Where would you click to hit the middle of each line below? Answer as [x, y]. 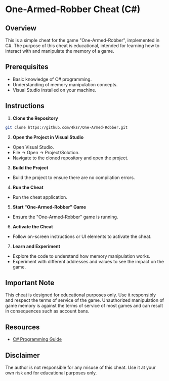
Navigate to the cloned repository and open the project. [70, 158]
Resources [23, 327]
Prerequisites [27, 67]
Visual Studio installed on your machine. [54, 90]
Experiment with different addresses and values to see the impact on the [88, 261]
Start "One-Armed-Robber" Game [49, 207]
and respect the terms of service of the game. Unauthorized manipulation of [85, 300]
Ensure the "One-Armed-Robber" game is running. [65, 217]
